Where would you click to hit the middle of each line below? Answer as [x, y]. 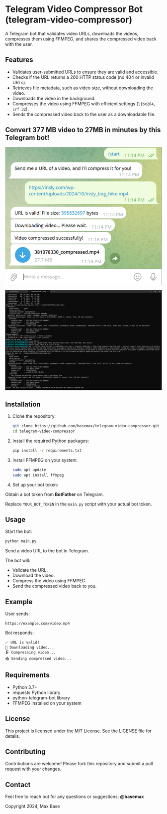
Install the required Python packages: [51, 441]
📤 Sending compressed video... [38, 659]
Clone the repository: [34, 416]
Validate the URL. [30, 570]
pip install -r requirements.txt [47, 450]
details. [13, 736]
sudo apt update [29, 470]
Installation [23, 404]
